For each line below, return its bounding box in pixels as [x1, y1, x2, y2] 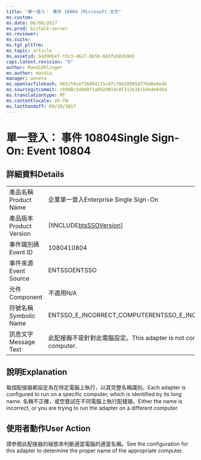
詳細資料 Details [6, 169, 65, 179]
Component [9, 293, 43, 301]
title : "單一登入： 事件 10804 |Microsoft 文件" [6, 8, 121, 15]
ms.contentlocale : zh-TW [6, 98, 68, 103]
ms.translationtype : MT [6, 92, 66, 98]
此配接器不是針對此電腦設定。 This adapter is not [48, 333, 184, 342]
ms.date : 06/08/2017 [6, 20, 58, 26]
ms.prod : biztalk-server [6, 25, 68, 32]
